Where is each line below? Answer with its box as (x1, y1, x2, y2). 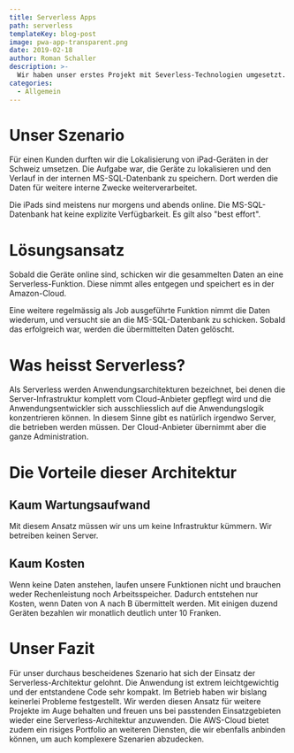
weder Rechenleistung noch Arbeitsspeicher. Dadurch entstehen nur (9, 589, 259, 600)
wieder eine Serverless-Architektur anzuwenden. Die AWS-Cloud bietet (9, 715, 269, 726)
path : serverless (9, 21, 73, 30)
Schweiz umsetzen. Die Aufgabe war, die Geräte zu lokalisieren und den (9, 164, 272, 174)
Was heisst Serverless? (9, 355, 185, 375)
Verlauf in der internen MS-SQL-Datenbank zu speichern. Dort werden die (9, 173, 279, 184)
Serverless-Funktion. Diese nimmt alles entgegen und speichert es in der (9, 279, 275, 289)
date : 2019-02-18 (9, 46, 73, 55)
